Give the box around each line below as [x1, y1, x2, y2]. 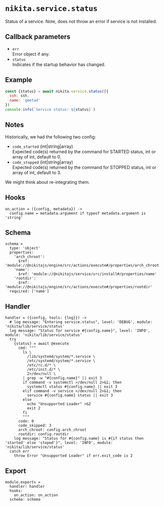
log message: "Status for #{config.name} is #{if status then [14, 436, 144, 441]
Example [5, 76, 32, 84]
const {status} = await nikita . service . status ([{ [5, 89, 109, 94]
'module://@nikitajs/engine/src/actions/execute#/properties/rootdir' [5, 285, 153, 290]
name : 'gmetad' [9, 98, 41, 103]
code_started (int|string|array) [12, 143, 74, 149]
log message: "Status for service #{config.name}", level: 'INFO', [9, 328, 151, 334]
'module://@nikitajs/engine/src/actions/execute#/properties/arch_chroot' [5, 263, 162, 268]
